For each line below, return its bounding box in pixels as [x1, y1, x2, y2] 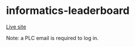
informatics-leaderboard [6, 4, 130, 17]
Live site [6, 23, 26, 30]
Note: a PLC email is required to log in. [6, 34, 99, 41]
